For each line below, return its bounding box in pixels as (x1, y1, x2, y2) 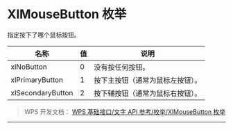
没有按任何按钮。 (93, 62, 150, 72)
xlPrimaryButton (10, 74, 64, 84)
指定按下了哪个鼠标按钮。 (7, 31, 80, 39)
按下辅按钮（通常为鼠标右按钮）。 (93, 88, 202, 98)
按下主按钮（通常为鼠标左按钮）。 (93, 75, 202, 85)
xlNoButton (10, 62, 47, 72)
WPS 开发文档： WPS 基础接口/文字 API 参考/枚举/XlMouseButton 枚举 (24, 107, 226, 115)
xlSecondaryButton (10, 88, 74, 97)
